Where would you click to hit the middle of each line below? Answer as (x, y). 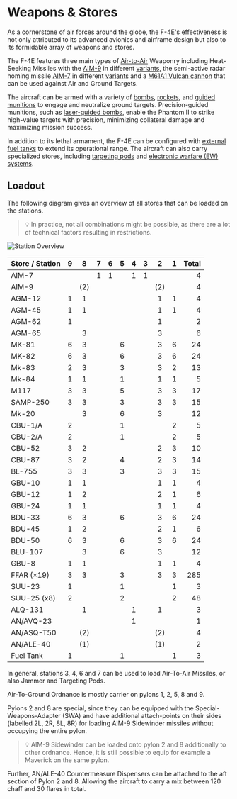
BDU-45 (25, 529)
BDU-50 (25, 540)
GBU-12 (25, 494)
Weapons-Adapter (34, 715)
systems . (21, 163)
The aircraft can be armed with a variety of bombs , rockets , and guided (111, 97)
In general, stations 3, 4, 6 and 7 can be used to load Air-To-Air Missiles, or (116, 673)
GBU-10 (25, 483)
